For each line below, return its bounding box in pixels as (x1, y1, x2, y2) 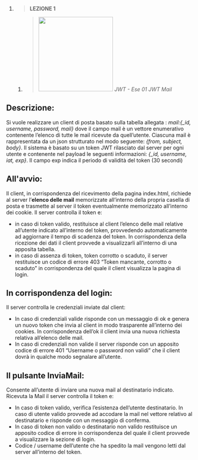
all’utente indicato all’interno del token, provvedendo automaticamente (14, 226, 187, 234)
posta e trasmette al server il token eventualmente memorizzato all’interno (6, 202, 188, 209)
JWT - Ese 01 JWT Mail (114, 86, 172, 93)
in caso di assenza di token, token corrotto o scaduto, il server (14, 252, 168, 259)
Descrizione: (6, 103, 55, 113)
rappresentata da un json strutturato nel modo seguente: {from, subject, (6, 137, 183, 145)
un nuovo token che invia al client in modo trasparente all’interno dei (14, 321, 183, 329)
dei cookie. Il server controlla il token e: (6, 208, 102, 216)
